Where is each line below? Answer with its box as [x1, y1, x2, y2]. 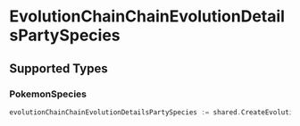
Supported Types [9, 61, 109, 76]
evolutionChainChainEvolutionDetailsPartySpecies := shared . [9, 107, 242, 117]
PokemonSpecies [9, 88, 87, 100]
